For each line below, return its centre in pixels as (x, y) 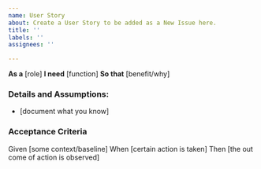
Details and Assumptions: (58, 94)
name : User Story (37, 15)
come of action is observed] (54, 157)
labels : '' (26, 37)
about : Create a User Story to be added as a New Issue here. (112, 23)
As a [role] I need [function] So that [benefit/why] (89, 74)
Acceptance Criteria (48, 132)
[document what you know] (64, 112)
